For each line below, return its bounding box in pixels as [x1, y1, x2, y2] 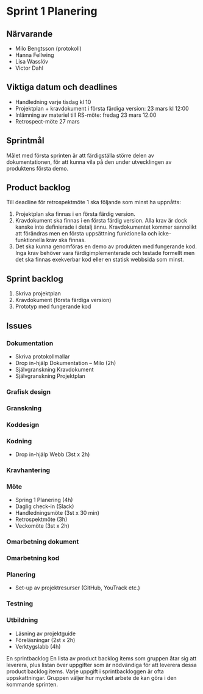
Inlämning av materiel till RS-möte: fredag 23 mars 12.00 [15, 111, 157, 119]
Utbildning [6, 616, 38, 624]
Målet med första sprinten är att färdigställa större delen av [6, 152, 154, 159]
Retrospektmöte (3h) [15, 515, 68, 523]
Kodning [6, 437, 32, 445]
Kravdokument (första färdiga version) [15, 297, 112, 304]
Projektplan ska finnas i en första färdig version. [15, 210, 136, 218]
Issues [6, 320, 32, 331]
